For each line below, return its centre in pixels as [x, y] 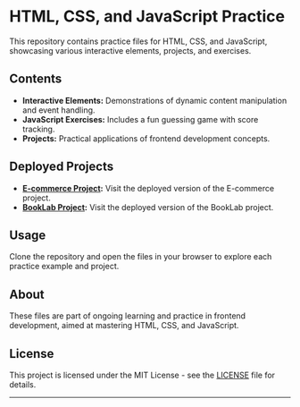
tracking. [38, 129]
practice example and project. [64, 267]
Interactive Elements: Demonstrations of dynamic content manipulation [154, 100]
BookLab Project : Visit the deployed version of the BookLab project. [148, 207]
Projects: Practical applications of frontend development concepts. [146, 138]
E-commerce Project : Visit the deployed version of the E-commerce [148, 188]
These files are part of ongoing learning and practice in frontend [128, 316]
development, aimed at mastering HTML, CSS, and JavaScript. [124, 326]
